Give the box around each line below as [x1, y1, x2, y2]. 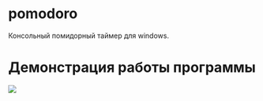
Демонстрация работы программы [8, 58, 257, 77]
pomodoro [8, 5, 78, 23]
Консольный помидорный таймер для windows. [8, 31, 170, 40]
